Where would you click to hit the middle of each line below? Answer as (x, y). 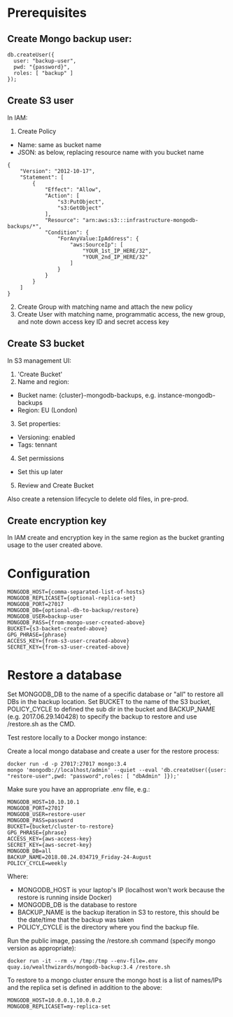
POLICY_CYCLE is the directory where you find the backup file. (108, 927)
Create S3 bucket (46, 344)
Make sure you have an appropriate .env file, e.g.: (79, 789)
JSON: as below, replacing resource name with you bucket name (111, 152)
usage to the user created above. (55, 545)
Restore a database (65, 675)
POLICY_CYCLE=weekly (37, 864)
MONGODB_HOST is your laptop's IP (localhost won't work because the (121, 890)
